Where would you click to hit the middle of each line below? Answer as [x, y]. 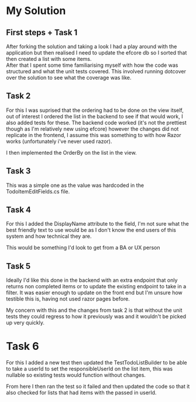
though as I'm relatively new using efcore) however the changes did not [92, 129]
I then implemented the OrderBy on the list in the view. [71, 152]
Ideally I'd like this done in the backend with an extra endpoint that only [92, 280]
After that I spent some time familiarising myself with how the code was [92, 65]
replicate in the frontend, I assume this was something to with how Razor [94, 135]
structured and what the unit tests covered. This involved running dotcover [96, 71]
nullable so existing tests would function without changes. [76, 375]
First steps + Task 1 [42, 33]
